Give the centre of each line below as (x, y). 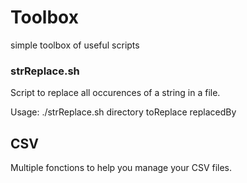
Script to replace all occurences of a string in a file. (115, 93)
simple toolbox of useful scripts (75, 45)
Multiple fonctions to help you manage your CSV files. (121, 168)
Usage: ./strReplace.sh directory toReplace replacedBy (123, 112)
